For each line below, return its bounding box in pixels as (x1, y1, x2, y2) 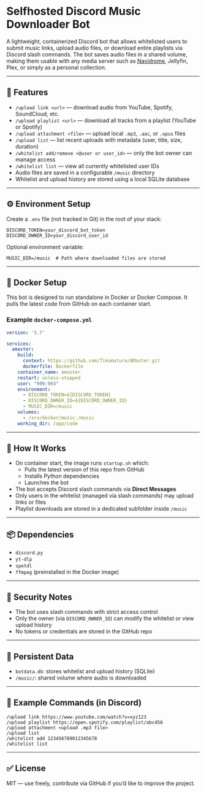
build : (17, 352, 34, 358)
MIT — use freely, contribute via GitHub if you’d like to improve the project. (6, 779, 195, 787)
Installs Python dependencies (24, 473, 99, 480)
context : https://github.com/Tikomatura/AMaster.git (22, 358, 161, 364)
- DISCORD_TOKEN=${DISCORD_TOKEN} (22, 392, 112, 398)
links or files (15, 498, 46, 506)
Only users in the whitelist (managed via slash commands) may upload (15, 492, 194, 500)
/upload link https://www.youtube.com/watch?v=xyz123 (6, 714, 147, 720)
